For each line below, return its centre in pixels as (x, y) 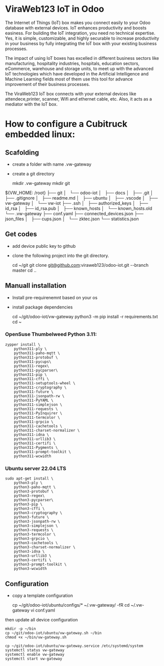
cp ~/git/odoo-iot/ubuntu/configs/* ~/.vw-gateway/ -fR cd (71, 605)
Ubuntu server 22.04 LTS (36, 468)
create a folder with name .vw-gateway (52, 164)
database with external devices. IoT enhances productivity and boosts (76, 27)
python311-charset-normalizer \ (47, 430)
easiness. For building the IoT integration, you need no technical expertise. (80, 33)
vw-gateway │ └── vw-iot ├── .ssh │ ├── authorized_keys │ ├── (77, 203)
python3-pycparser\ (34, 500)
